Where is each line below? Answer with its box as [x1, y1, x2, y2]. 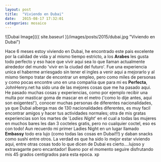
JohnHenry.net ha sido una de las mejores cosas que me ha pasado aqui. [5, 84, 151, 90]
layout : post [5, 7, 31, 12]
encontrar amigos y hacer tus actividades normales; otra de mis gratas [5, 110, 146, 116]
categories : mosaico [5, 20, 47, 26]
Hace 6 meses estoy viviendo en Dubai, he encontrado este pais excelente [5, 49, 154, 54]
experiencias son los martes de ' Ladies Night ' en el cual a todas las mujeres [5, 115, 156, 121]
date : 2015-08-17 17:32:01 [5, 16, 64, 21]
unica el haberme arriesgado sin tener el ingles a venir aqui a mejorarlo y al [5, 69, 155, 75]
